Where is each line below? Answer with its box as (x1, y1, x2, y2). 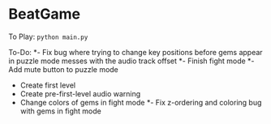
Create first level (19, 80, 75, 90)
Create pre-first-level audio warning (19, 88, 141, 98)
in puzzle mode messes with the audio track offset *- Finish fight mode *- (8, 56, 255, 66)
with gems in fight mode (19, 106, 101, 116)
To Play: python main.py (8, 32, 88, 41)
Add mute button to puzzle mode (8, 64, 119, 74)
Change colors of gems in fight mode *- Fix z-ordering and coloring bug (19, 97, 262, 107)
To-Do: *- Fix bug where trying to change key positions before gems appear (8, 47, 263, 57)
